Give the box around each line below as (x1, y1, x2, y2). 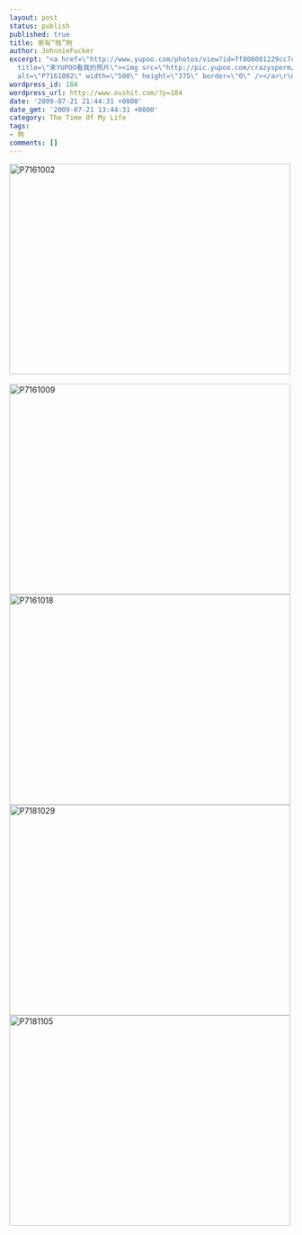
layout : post (9, 13, 58, 22)
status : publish (9, 22, 70, 31)
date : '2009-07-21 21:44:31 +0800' (9, 96, 143, 106)
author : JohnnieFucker (9, 47, 94, 56)
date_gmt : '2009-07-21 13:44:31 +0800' (9, 105, 159, 114)
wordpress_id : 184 (9, 80, 78, 89)
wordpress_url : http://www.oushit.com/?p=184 (9, 88, 182, 97)
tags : (9, 122, 30, 131)
